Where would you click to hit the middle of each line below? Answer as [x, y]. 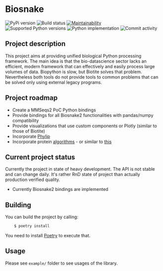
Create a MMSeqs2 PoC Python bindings [54, 110]
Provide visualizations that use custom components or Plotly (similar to [84, 126]
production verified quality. [33, 180]
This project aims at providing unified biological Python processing [73, 56]
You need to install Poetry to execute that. [48, 236]
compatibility [26, 120]
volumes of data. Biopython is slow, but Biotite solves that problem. [74, 72]
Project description [35, 44]
